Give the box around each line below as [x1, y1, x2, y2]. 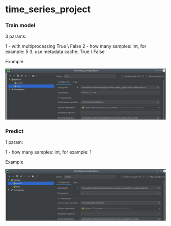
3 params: [5, 33, 26, 39]
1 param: [5, 139, 23, 145]
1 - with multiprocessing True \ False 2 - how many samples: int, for [5, 43, 147, 49]
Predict [5, 128, 24, 135]
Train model [5, 22, 36, 29]
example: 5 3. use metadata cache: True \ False [5, 48, 105, 55]
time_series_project [5, 4, 91, 15]
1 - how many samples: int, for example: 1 [5, 149, 92, 155]
